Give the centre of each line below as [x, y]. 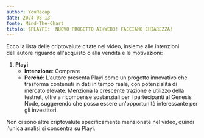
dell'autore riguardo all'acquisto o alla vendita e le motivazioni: [85, 53]
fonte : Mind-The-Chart [35, 23]
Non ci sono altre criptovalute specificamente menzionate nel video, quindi [100, 122]
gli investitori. [41, 110]
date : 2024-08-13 [28, 18]
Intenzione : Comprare [52, 71]
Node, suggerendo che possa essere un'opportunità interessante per [111, 104]
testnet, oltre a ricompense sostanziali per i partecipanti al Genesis [108, 97]
